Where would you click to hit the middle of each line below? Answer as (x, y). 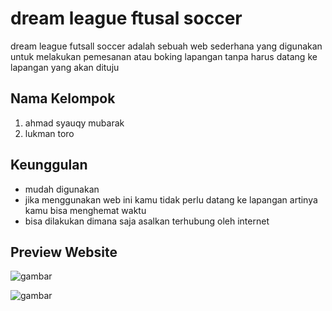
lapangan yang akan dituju (65, 67)
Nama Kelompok (63, 98)
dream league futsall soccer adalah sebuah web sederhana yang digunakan (166, 46)
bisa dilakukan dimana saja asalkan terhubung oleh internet (147, 221)
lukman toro (49, 133)
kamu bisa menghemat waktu (85, 210)
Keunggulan (49, 165)
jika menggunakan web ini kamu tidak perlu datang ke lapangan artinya (171, 199)
